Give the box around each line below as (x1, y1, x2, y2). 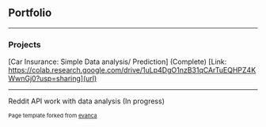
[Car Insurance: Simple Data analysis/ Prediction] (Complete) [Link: (8, 57, 227, 66)
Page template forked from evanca (8, 112, 97, 120)
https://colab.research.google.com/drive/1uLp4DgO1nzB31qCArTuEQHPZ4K (8, 65, 256, 75)
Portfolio (8, 6, 52, 20)
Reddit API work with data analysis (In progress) (8, 96, 165, 106)
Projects (8, 39, 41, 50)
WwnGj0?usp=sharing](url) (8, 74, 97, 84)
